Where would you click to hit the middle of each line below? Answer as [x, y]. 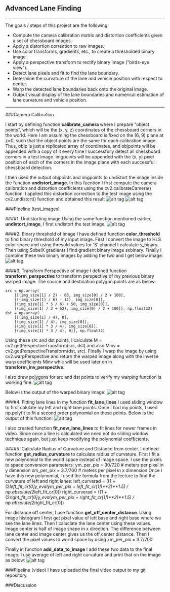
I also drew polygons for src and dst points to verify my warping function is [83, 377]
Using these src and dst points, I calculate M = [54, 340]
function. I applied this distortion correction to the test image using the [79, 193]
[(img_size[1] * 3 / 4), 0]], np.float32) [60, 331]
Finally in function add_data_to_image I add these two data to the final [79, 549]
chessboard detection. [29, 168]
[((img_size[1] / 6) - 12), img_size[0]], [60, 300]
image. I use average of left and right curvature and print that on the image [83, 554]
